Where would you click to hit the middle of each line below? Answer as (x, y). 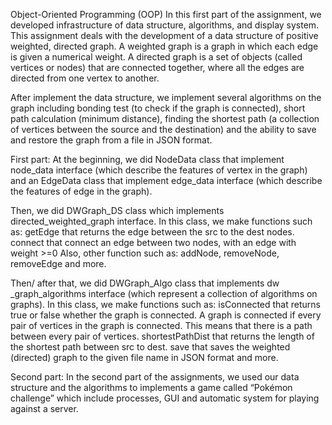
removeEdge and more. (58, 263)
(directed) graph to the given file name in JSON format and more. (144, 357)
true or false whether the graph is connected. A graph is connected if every (166, 315)
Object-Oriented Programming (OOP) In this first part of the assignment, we (166, 14)
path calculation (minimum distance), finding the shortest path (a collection (165, 118)
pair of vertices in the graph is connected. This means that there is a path (161, 325)
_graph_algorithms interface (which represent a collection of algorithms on (164, 293)
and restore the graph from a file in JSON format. (111, 140)
